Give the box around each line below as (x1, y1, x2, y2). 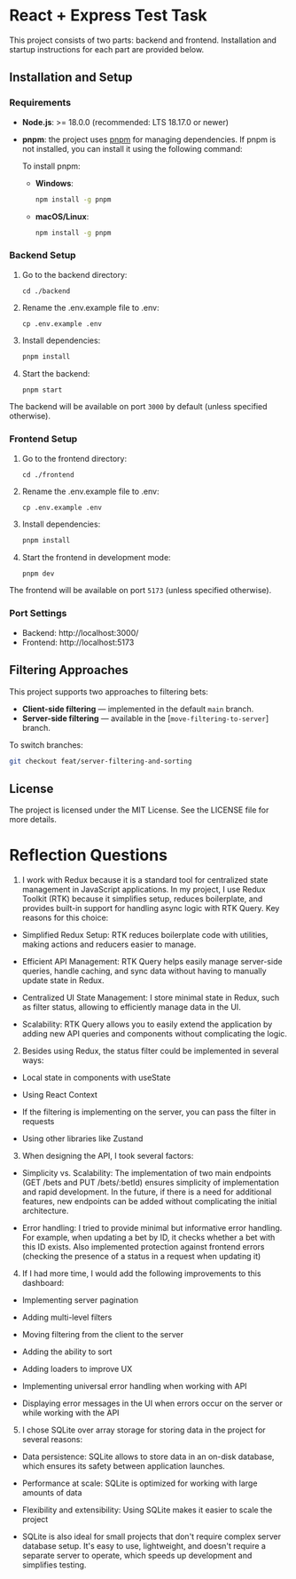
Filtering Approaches (9, 663, 129, 678)
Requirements (9, 97, 72, 109)
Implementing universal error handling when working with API (21, 1381, 247, 1392)
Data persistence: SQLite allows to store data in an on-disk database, (21, 1451, 275, 1462)
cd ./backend (21, 286, 71, 296)
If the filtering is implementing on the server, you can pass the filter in (21, 1107, 277, 1117)
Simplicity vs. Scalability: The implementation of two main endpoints (21, 1168, 272, 1178)
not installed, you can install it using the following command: (21, 143, 243, 154)
